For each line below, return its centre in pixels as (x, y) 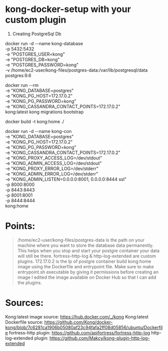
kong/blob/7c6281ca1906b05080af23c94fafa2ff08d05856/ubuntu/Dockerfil (84, 327)
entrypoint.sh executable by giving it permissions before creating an (88, 272)
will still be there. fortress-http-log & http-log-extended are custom (87, 256)
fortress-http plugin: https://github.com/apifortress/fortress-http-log (80, 332)
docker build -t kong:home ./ (35, 121)
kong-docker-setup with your (68, 9)
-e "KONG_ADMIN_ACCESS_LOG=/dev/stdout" (53, 163)
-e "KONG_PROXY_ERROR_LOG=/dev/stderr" (52, 168)
